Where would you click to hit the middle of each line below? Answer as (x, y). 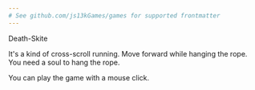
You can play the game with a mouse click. (79, 77)
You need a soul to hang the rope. (64, 62)
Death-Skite (28, 38)
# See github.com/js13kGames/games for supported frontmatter (114, 16)
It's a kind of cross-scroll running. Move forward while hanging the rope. (128, 53)
